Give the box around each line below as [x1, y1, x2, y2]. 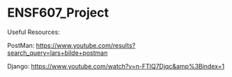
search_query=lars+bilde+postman [7, 49, 108, 57]
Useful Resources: [7, 28, 61, 36]
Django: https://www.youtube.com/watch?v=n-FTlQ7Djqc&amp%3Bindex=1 [7, 62, 225, 70]
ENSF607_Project [7, 5, 109, 21]
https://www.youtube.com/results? [36, 41, 136, 49]
